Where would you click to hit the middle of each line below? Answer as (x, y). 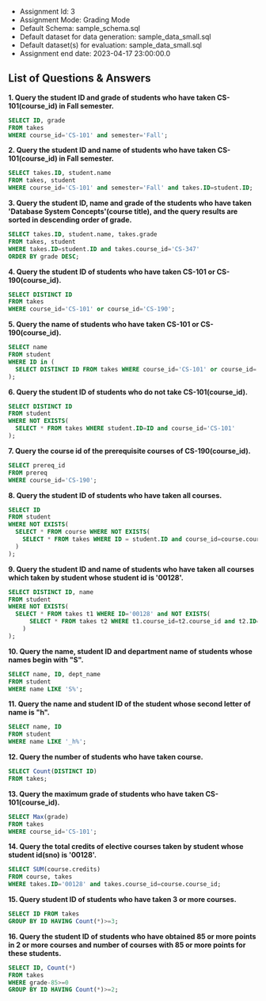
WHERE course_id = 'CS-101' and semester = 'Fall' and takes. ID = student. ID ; (131, 188)
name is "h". (29, 713)
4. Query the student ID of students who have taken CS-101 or (112, 272)
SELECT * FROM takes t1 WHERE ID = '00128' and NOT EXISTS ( (113, 614)
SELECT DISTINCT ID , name (51, 592)
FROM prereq (28, 473)
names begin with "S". (46, 660)
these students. (35, 953)
